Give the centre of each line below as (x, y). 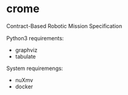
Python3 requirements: (35, 38)
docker (24, 86)
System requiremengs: (35, 68)
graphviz (26, 50)
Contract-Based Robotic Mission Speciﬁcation (64, 26)
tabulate (26, 56)
